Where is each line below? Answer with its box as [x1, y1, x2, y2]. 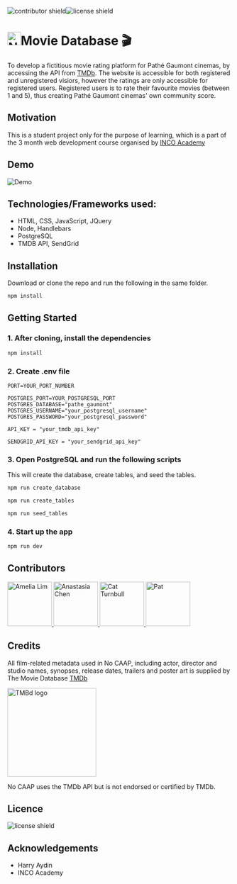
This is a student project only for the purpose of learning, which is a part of [7, 130, 227, 139]
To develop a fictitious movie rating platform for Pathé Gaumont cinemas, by [7, 61, 231, 69]
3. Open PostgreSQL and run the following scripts [7, 454, 182, 464]
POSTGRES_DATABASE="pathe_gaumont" [7, 401, 113, 408]
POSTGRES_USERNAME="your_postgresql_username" [7, 407, 148, 414]
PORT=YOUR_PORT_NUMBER [7, 382, 75, 389]
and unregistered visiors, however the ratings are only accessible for [7, 76, 208, 84]
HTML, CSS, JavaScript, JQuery [17, 217, 112, 225]
